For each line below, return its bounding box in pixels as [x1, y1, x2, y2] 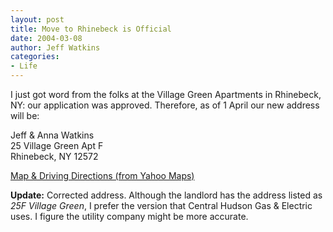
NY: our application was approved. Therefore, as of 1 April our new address [10, 99, 320, 111]
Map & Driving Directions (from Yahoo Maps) [10, 170, 195, 181]
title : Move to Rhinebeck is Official [10, 24, 172, 34]
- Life [10, 61, 38, 71]
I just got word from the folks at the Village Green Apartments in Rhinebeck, [10, 89, 322, 100]
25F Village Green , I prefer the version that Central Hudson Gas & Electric [10, 200, 313, 211]
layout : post [10, 14, 65, 25]
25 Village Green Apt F [10, 140, 104, 151]
